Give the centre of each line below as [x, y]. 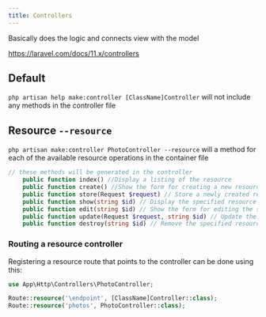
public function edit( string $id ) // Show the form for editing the [138, 209]
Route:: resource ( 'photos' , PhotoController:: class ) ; [97, 306]
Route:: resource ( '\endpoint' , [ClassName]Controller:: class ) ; [113, 298]
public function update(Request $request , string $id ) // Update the [140, 217]
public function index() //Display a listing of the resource [127, 180]
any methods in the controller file [62, 106]
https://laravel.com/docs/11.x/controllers [74, 53]
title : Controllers [40, 15]
